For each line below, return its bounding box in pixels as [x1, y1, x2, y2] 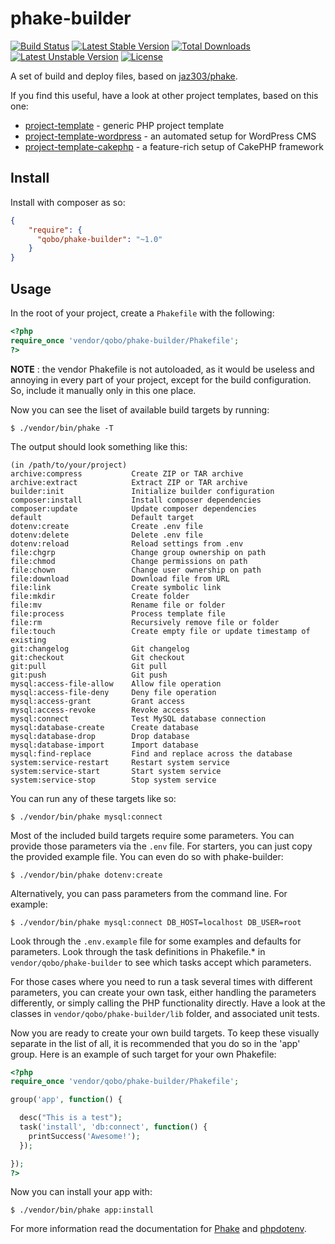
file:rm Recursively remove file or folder [10, 617, 280, 627]
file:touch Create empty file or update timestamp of [10, 626, 311, 636]
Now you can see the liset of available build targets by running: [10, 403, 270, 416]
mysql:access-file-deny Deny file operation [10, 687, 217, 697]
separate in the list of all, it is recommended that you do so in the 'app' [10, 1037, 301, 1049]
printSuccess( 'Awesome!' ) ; [28, 1131, 141, 1141]
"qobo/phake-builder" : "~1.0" [36, 234, 163, 244]
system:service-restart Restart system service [10, 757, 230, 767]
